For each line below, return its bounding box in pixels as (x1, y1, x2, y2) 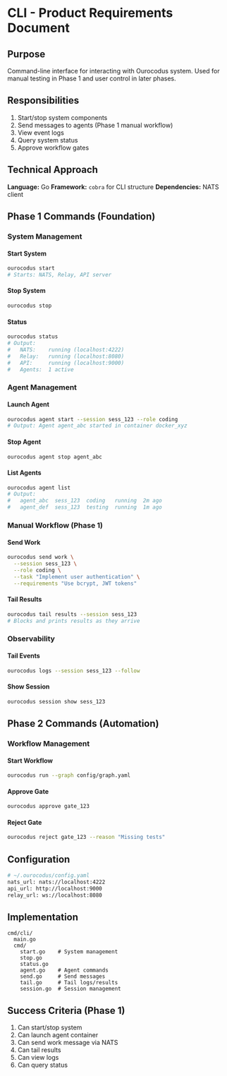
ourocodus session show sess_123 (7, 698, 106, 705)
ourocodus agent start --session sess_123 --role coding (7, 416, 178, 423)
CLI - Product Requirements (7, 5, 173, 21)
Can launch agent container (17, 1031, 99, 1039)
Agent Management (7, 382, 78, 392)
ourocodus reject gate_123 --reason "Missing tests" (7, 834, 166, 841)
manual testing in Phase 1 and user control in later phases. (7, 74, 176, 83)
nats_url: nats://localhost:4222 (7, 878, 106, 885)
